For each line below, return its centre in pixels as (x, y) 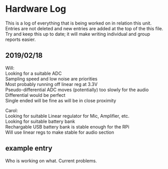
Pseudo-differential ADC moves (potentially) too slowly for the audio (77, 90)
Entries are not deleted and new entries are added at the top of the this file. (84, 28)
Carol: (11, 110)
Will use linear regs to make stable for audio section (60, 132)
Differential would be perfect (35, 95)
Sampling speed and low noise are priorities (52, 79)
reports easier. (20, 39)
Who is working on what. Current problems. (51, 161)
